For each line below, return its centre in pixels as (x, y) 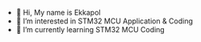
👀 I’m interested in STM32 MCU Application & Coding (105, 21)
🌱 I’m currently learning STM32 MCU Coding (90, 29)
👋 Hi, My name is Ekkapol (58, 13)
